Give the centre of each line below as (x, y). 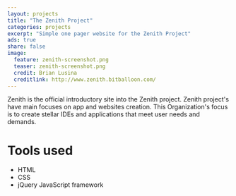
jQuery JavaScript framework (60, 185)
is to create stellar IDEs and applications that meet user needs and (104, 114)
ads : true (22, 40)
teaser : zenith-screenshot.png (60, 66)
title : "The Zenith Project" (50, 20)
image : (17, 54)
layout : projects (33, 14)
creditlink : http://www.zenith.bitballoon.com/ (85, 79)
